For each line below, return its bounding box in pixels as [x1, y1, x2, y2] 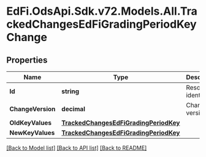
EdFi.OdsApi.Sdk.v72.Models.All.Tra [6, 4, 197, 18]
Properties [6, 55, 48, 65]
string [61, 87, 80, 96]
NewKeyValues [9, 129, 55, 137]
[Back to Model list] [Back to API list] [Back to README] [6, 144, 147, 151]
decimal [61, 105, 86, 113]
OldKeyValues [9, 118, 52, 127]
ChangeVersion [9, 105, 56, 113]
